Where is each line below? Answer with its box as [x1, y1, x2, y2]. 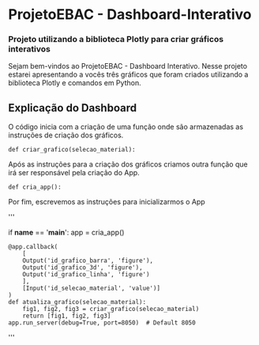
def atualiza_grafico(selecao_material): [8, 298, 147, 306]
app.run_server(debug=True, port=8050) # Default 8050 [8, 319, 196, 327]
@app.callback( [8, 243, 58, 251]
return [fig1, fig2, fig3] [22, 312, 111, 321]
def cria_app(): [8, 183, 62, 191]
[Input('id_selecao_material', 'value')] [22, 284, 160, 293]
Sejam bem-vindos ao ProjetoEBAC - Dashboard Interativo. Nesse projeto [8, 62, 247, 71]
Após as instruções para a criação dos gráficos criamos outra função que [8, 159, 248, 169]
